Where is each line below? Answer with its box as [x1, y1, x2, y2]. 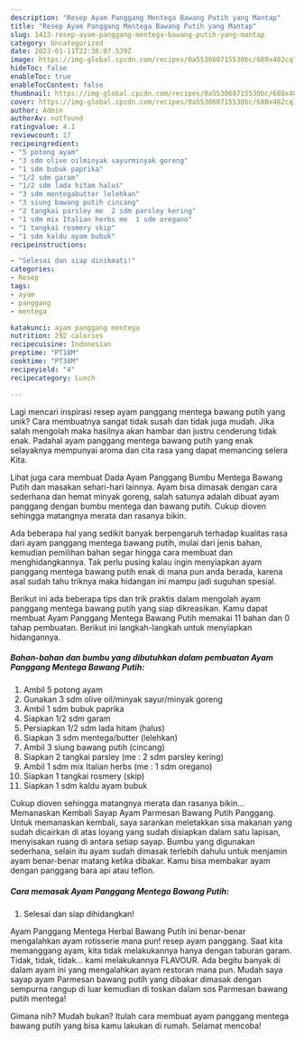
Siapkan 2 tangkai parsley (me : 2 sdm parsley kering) [23, 752, 225, 763]
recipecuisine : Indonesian [10, 340, 112, 349]
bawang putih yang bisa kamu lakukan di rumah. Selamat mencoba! [10, 1020, 262, 1031]
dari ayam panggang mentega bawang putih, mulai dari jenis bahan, [10, 537, 263, 548]
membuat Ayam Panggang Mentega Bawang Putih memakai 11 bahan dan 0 [10, 612, 290, 623]
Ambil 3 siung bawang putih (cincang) [23, 742, 165, 753]
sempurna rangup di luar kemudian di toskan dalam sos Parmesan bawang [10, 984, 288, 995]
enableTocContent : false [10, 80, 104, 89]
